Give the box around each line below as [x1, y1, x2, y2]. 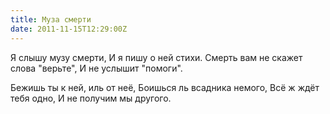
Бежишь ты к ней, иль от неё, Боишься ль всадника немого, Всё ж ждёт [10, 81, 320, 93]
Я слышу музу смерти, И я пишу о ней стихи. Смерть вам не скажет [10, 51, 303, 63]
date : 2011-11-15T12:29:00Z [10, 24, 128, 34]
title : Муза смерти [10, 14, 92, 25]
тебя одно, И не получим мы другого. [10, 92, 172, 104]
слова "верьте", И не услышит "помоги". [10, 62, 183, 74]
